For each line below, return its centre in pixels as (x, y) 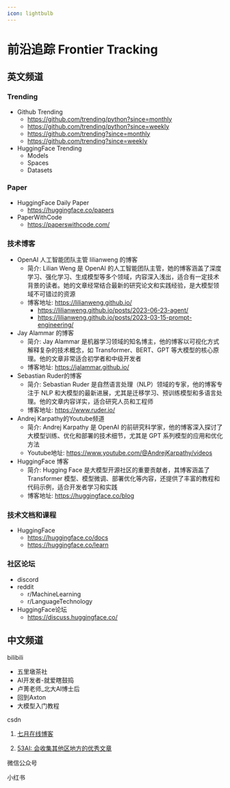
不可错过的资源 (54, 294)
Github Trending (40, 112)
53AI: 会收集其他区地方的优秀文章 (64, 748)
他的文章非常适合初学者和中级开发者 (90, 359)
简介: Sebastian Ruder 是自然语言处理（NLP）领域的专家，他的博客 (122, 384)
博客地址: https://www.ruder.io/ (71, 410)
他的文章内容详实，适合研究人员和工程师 (97, 402)
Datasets (40, 170)
